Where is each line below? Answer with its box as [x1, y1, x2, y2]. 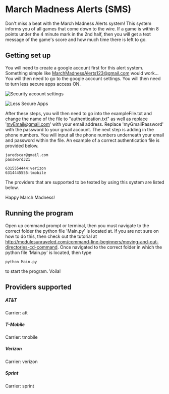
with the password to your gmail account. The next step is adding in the [5, 126, 154, 132]
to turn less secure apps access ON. [5, 81, 81, 87]
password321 [5, 157, 30, 162]
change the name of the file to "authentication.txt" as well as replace [5, 116, 148, 122]
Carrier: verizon [5, 359, 38, 365]
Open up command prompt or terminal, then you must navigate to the [5, 222, 150, 229]
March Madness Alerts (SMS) [5, 4, 132, 15]
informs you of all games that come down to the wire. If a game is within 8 [5, 25, 159, 31]
